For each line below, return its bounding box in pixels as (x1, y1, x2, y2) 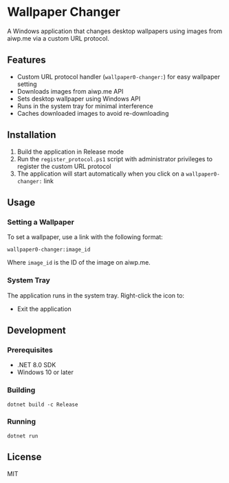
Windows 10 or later (17, 368, 74, 376)
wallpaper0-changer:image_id (7, 246, 91, 254)
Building (7, 385, 36, 395)
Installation (7, 129, 56, 141)
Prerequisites (7, 345, 53, 355)
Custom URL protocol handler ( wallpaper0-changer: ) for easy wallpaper (17, 72, 220, 81)
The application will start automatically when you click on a (17, 169, 184, 178)
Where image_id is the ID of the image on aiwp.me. (7, 258, 151, 267)
